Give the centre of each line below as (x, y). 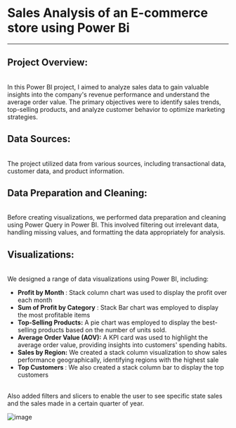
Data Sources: (39, 139)
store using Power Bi (68, 28)
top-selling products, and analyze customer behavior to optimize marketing (116, 109)
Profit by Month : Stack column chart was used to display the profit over (122, 293)
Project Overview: (47, 62)
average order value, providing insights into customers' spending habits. (122, 345)
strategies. (23, 117)
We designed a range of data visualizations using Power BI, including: (108, 279)
